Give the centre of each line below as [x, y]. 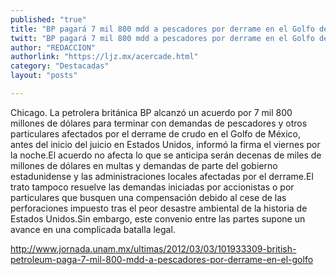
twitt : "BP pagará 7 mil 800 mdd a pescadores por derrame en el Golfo [162, 38]
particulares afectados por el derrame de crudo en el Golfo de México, [156, 133]
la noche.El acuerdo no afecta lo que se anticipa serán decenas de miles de [166, 155]
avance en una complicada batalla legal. [93, 229]
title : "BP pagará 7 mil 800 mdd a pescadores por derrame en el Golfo [162, 29]
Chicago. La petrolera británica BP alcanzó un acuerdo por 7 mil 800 [151, 112]
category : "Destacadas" [60, 66]
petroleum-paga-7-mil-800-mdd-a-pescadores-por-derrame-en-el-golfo [162, 259]
